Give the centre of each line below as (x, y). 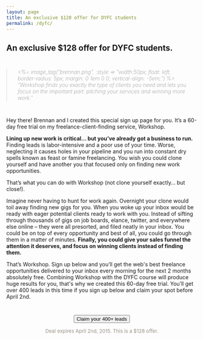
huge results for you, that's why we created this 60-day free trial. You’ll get (100, 283)
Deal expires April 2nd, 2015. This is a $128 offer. (102, 331)
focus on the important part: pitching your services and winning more (101, 91)
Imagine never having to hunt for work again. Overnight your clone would (98, 201)
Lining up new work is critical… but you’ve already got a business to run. (100, 138)
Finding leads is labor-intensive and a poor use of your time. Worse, (91, 145)
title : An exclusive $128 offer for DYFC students (72, 18)
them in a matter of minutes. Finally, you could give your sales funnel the (98, 239)
